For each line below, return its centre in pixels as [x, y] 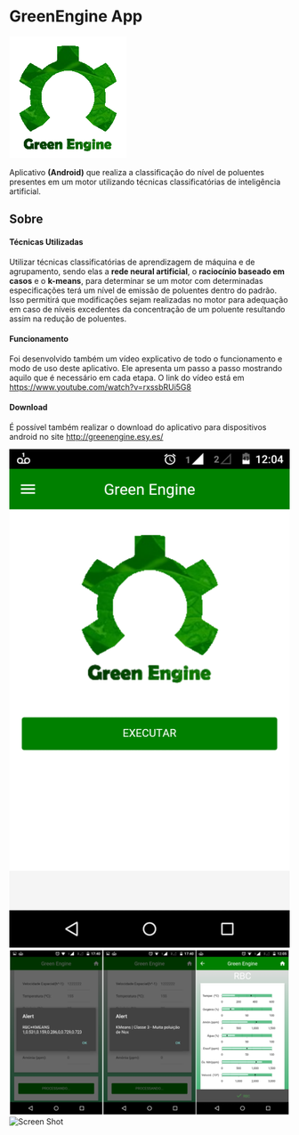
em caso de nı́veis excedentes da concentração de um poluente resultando [147, 309]
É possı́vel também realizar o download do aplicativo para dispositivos [138, 427]
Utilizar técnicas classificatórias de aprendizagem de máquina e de [132, 262]
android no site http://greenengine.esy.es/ [86, 436]
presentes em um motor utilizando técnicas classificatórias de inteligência [145, 182]
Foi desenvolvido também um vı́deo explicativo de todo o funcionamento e [146, 359]
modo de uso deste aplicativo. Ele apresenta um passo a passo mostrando [146, 368]
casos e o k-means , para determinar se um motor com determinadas [137, 280]
